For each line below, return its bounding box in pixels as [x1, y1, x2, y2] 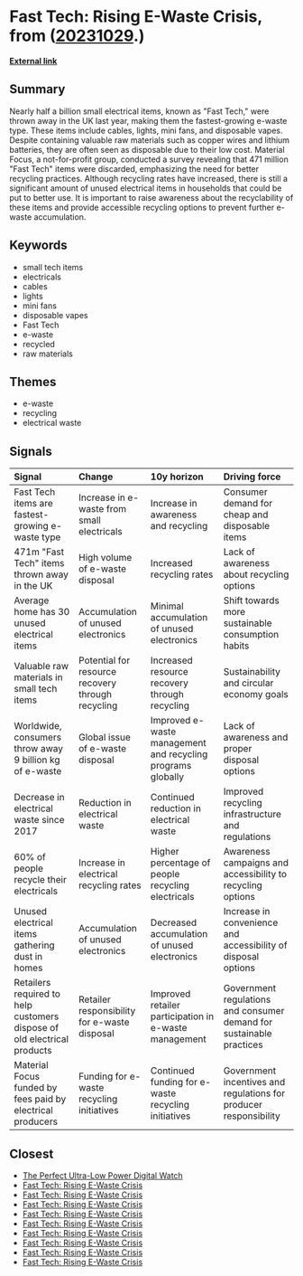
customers [14, 1010, 60, 1023]
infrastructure [223, 808, 282, 820]
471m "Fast [14, 545, 65, 558]
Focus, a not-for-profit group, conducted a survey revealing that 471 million [9, 154, 289, 165]
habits [223, 639, 250, 652]
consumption [223, 629, 280, 641]
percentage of [150, 856, 211, 869]
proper [223, 742, 252, 755]
